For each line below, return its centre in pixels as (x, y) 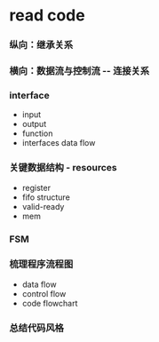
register (36, 187)
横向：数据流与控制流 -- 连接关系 (79, 71)
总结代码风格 (37, 328)
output (34, 124)
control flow (44, 293)
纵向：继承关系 (41, 45)
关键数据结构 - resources (63, 168)
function (37, 133)
